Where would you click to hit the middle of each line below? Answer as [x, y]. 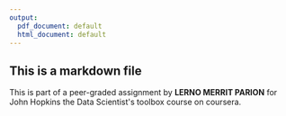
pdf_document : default [60, 26]
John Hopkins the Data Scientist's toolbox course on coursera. [125, 102]
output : [24, 18]
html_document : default [62, 34]
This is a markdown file [76, 71]
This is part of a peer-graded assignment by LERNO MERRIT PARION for [143, 93]
